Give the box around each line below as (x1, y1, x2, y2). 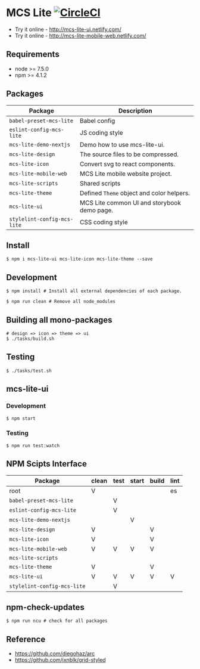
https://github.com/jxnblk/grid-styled (14, 656, 106, 664)
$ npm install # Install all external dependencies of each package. (6, 288, 183, 295)
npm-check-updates (6, 602, 85, 612)
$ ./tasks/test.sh (6, 367, 52, 374)
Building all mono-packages (6, 315, 112, 325)
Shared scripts (79, 179, 121, 187)
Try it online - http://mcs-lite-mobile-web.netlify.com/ (14, 32, 147, 39)
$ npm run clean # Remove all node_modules (6, 299, 116, 305)
